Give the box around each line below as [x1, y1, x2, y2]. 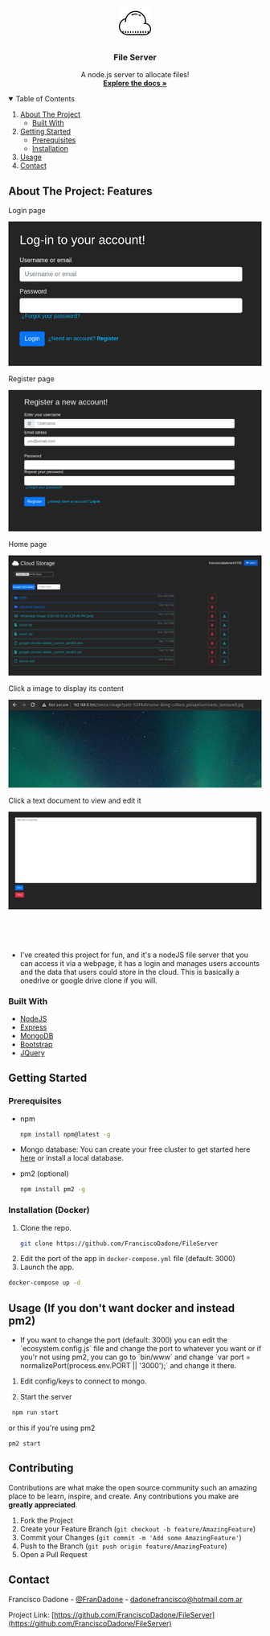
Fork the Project [19, 1515, 74, 1525]
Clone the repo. [19, 1223, 72, 1232]
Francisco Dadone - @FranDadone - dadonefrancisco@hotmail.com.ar [8, 1594, 243, 1604]
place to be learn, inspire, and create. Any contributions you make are [8, 1491, 239, 1501]
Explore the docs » [103, 79, 167, 88]
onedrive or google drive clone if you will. [19, 976, 158, 985]
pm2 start [8, 1440, 42, 1448]
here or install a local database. [19, 1153, 125, 1163]
